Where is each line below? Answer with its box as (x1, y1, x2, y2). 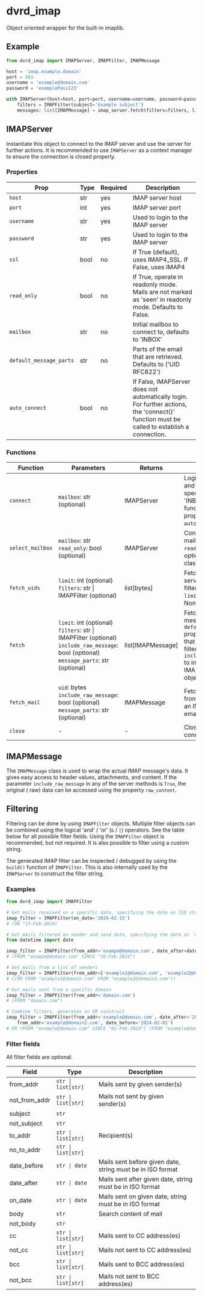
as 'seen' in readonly (132, 295, 192, 304)
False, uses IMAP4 (132, 263, 185, 271)
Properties (6, 167, 38, 176)
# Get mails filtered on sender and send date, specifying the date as (6, 931, 189, 938)
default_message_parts (9, 357, 74, 364)
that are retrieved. (132, 352, 183, 361)
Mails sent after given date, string (98, 1175, 193, 1183)
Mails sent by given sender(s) (98, 1080, 182, 1089)
